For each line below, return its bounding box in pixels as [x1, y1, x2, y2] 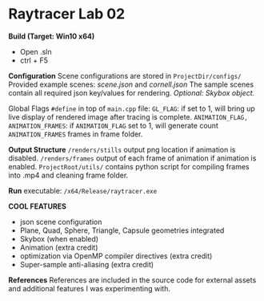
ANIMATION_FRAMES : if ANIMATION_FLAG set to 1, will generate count [8, 120, 218, 130]
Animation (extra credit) [19, 242, 98, 252]
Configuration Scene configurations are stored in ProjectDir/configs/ [8, 71, 242, 80]
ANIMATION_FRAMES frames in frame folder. [8, 129, 143, 139]
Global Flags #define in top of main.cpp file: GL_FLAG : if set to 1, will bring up [8, 104, 256, 113]
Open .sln [19, 47, 52, 56]
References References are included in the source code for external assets [8, 275, 257, 285]
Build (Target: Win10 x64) [8, 31, 95, 41]
